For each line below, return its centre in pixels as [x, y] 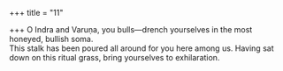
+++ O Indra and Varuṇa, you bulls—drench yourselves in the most [131, 29]
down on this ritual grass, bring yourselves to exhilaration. [115, 57]
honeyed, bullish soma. [51, 39]
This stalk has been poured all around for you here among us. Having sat [141, 48]
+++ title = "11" [36, 13]
